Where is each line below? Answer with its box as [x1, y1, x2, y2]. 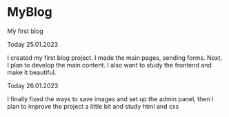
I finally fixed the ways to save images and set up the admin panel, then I [7, 94, 214, 103]
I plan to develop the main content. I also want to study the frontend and [7, 61, 212, 69]
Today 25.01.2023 [7, 40, 59, 48]
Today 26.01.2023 [7, 81, 59, 89]
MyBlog [7, 4, 53, 20]
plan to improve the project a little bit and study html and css [7, 102, 179, 110]
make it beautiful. [7, 68, 57, 76]
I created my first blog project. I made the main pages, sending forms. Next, [7, 53, 223, 62]
